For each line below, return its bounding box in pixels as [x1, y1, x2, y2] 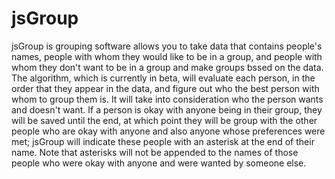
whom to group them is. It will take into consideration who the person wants [11, 93, 324, 105]
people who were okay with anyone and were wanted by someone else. [11, 157, 307, 169]
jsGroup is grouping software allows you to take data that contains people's [11, 40, 323, 52]
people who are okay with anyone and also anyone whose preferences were [11, 125, 326, 137]
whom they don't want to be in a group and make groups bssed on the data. [11, 61, 324, 73]
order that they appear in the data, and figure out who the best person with [11, 82, 320, 94]
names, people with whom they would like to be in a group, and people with [11, 50, 323, 62]
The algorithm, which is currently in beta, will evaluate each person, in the [11, 72, 316, 84]
